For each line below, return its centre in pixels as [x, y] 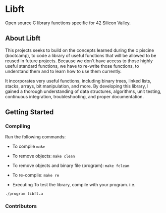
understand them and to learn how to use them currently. [63, 71]
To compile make [29, 146]
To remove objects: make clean [44, 156]
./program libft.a [24, 194]
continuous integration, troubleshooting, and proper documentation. [75, 96]
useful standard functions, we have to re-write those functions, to [72, 66]
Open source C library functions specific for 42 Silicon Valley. [68, 23]
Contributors [21, 206]
